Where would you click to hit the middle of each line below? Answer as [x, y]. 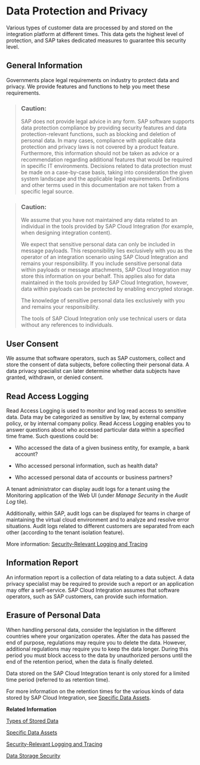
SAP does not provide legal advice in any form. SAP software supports [107, 122]
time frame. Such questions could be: [52, 436]
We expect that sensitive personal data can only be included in [98, 245]
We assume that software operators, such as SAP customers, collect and [96, 359]
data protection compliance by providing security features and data [104, 128]
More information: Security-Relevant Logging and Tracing [77, 544]
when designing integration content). [66, 233]
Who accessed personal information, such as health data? [86, 465]
